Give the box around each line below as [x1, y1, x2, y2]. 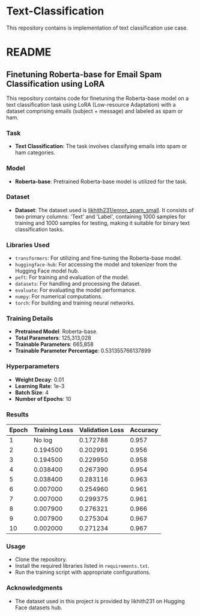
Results [6, 410, 29, 418]
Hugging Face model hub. [14, 267, 79, 275]
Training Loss [34, 426, 74, 435]
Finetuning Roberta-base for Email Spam [6, 69, 162, 80]
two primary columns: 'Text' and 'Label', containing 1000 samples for [14, 213, 186, 220]
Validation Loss [79, 426, 124, 435]
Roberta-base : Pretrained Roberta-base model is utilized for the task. [14, 178, 187, 185]
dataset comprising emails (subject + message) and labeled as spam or [6, 107, 183, 115]
